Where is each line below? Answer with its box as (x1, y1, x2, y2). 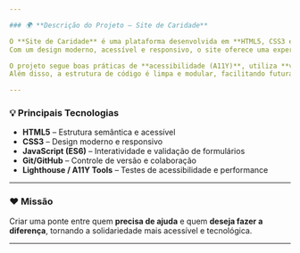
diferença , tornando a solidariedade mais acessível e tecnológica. (9, 224, 253, 236)
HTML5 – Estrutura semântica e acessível (21, 126, 176, 138)
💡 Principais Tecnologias (9, 107, 119, 119)
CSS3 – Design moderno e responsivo (21, 136, 163, 147)
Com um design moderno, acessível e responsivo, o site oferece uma (9, 45, 270, 54)
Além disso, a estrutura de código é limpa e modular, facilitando (9, 69, 266, 78)
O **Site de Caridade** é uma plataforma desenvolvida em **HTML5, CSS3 (9, 37, 286, 45)
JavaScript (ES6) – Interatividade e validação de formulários (21, 146, 246, 157)
